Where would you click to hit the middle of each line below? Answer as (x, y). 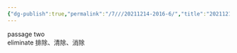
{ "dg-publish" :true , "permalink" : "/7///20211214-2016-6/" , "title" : (107, 14)
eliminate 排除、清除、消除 (46, 42)
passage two (26, 34)
